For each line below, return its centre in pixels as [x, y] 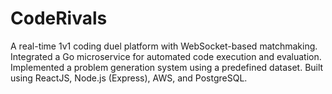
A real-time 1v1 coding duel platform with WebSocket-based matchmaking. [164, 46]
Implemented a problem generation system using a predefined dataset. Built [167, 67]
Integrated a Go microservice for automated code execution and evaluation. [166, 56]
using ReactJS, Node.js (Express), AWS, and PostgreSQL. [129, 78]
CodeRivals [59, 18]
